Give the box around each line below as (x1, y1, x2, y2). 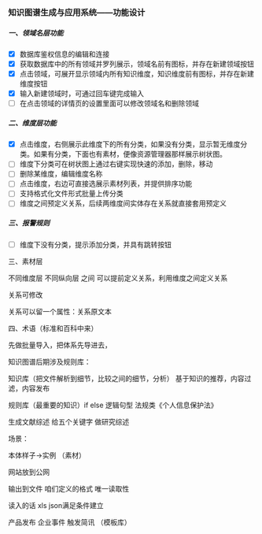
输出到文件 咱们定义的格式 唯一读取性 (8, 484, 130, 493)
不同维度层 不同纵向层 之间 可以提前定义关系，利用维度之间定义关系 (8, 273, 228, 283)
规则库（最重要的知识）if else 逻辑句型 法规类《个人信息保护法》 (8, 400, 218, 410)
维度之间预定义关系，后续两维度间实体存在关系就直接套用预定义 (19, 198, 227, 208)
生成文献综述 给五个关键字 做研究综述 (8, 417, 130, 426)
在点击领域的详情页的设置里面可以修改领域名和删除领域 (19, 98, 199, 108)
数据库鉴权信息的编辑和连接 (19, 49, 110, 58)
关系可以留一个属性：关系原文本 (8, 306, 112, 316)
